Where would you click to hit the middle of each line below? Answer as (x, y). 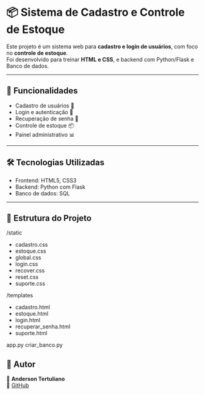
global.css (28, 258)
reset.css (27, 277)
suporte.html (31, 333)
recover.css (30, 270)
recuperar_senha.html (43, 327)
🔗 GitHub (18, 385)
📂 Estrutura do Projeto (49, 218)
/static (14, 233)
